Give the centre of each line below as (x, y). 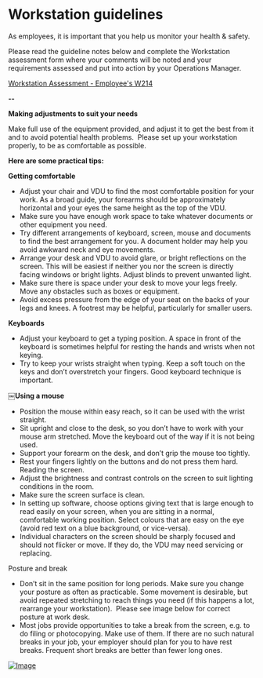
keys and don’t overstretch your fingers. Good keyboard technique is (130, 371)
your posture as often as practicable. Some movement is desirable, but (133, 592)
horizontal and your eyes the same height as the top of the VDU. (123, 208)
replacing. (36, 553)
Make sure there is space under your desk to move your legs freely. (128, 282)
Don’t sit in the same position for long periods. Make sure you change (131, 583)
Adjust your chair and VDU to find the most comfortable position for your (137, 191)
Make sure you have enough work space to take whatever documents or (136, 216)
